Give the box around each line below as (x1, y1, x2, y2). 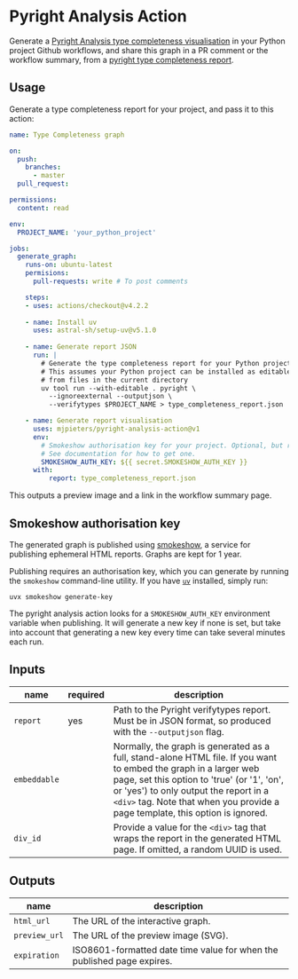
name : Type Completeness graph (9, 130, 125, 139)
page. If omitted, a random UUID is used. (113, 843, 282, 856)
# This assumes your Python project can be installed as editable (41, 367, 292, 376)
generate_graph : (17, 252, 77, 261)
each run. (9, 636, 44, 647)
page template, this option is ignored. (113, 806, 268, 818)
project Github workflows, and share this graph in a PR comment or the (9, 44, 269, 55)
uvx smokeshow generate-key (9, 592, 114, 601)
